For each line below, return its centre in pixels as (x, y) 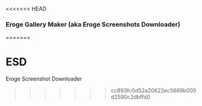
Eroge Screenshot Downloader (44, 79)
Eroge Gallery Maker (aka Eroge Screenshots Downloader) (93, 24)
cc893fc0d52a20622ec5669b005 (154, 91)
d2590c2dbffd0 (131, 97)
